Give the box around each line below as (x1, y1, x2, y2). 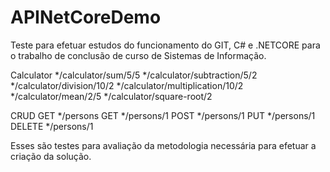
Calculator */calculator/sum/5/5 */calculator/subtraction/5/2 (10, 69, 258, 81)
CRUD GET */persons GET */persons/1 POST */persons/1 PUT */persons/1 (10, 109, 316, 121)
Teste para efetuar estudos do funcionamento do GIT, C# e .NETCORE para (10, 39, 321, 51)
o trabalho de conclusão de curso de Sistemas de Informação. (10, 49, 267, 61)
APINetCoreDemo (10, 6, 162, 29)
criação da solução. (10, 150, 92, 162)
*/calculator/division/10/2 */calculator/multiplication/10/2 (10, 79, 244, 91)
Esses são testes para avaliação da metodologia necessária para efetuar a (10, 139, 317, 151)
